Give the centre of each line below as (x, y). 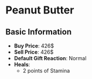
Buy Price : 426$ (34, 46)
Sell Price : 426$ (34, 52)
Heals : (22, 64)
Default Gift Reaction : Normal (50, 58)
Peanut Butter (40, 10)
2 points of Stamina (46, 71)
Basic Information (39, 32)
